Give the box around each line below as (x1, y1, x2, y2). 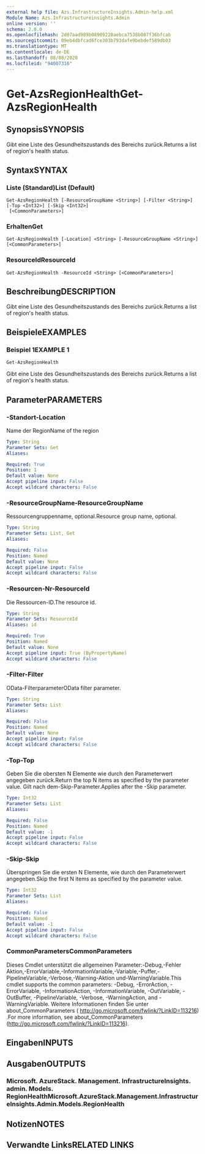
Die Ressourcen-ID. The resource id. (6, 599, 97, 606)
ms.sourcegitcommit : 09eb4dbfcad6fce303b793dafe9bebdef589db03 (6, 37, 171, 44)
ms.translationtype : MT (6, 44, 67, 50)
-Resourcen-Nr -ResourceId (6, 584, 90, 593)
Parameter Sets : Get (6, 444, 59, 450)
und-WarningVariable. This (116, 974, 182, 981)
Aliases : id (6, 622, 37, 628)
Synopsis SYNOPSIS (6, 124, 84, 135)
